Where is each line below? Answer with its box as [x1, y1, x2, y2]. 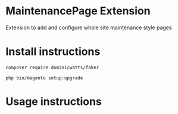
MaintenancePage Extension [5, 4, 151, 18]
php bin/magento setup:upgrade [5, 75, 83, 81]
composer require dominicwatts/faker [5, 64, 99, 70]
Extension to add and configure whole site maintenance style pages [5, 24, 172, 31]
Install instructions [5, 45, 101, 58]
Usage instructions [5, 95, 102, 109]
